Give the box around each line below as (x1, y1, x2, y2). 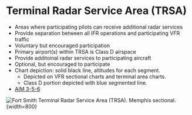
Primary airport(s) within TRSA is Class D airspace (14, 48, 136, 55)
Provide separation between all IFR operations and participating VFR (14, 29, 180, 36)
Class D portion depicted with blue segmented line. (23, 79, 147, 86)
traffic (14, 36, 29, 43)
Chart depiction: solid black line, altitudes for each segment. (14, 67, 160, 74)
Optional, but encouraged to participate (14, 60, 110, 68)
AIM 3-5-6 (14, 85, 41, 92)
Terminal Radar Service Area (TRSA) (6, 4, 187, 18)
